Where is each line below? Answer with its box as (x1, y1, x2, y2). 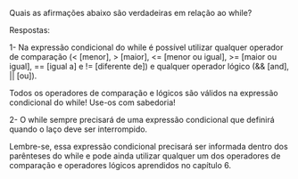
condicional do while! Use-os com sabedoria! (9, 97, 176, 108)
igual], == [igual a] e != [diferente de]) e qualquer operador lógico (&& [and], (9, 61, 290, 71)
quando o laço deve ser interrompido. (9, 124, 148, 134)
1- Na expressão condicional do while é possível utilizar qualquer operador (9, 42, 284, 53)
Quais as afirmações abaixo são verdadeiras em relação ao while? (9, 8, 252, 18)
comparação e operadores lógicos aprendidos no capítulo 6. (9, 160, 232, 170)
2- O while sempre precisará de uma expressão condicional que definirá (9, 115, 275, 125)
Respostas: (9, 25, 51, 35)
